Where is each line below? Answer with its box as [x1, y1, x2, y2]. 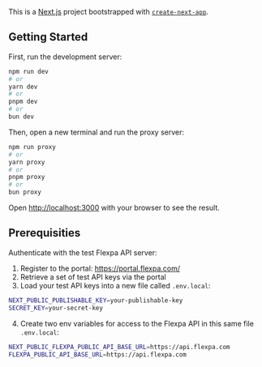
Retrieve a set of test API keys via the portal [19, 271, 166, 282]
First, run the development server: [8, 52, 122, 62]
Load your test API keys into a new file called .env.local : [19, 280, 211, 290]
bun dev [8, 113, 35, 121]
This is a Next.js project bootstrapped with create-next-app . [8, 7, 209, 16]
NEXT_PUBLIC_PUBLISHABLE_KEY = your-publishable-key [8, 296, 183, 305]
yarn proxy [8, 158, 45, 166]
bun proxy [8, 188, 42, 197]
